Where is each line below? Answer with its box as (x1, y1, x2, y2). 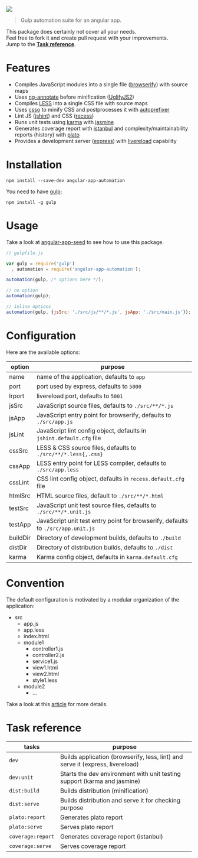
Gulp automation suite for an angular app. (20, 17, 122, 24)
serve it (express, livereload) (60, 760, 140, 768)
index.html (23, 632, 49, 639)
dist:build (9, 787, 39, 794)
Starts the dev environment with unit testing (60, 769, 181, 778)
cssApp (9, 461, 31, 470)
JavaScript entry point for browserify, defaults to (36, 411, 171, 419)
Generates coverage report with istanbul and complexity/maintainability (14, 125, 189, 132)
